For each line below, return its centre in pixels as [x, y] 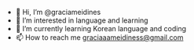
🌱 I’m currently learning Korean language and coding [101, 29]
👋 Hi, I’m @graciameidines [58, 12]
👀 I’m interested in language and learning [82, 20]
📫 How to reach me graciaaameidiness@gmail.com [99, 37]
